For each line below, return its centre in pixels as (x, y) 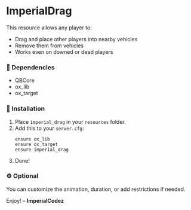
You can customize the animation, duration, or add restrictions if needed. (96, 189)
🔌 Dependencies (30, 67)
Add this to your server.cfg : (50, 128)
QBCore (24, 80)
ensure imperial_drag (41, 150)
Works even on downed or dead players (64, 51)
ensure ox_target (36, 144)
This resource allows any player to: (49, 28)
